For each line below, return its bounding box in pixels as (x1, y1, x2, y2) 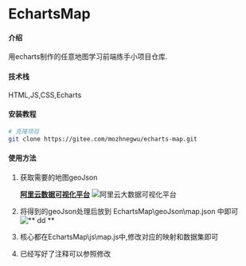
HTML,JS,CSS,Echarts (8, 89, 82, 100)
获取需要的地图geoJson (19, 173, 98, 182)
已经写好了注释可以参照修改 (19, 248, 111, 258)
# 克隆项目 (8, 127, 40, 136)
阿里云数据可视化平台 (19, 189, 90, 199)
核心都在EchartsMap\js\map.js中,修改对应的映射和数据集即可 (19, 232, 219, 241)
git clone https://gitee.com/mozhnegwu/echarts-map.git (8, 135, 197, 143)
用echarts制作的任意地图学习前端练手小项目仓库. (8, 52, 168, 62)
